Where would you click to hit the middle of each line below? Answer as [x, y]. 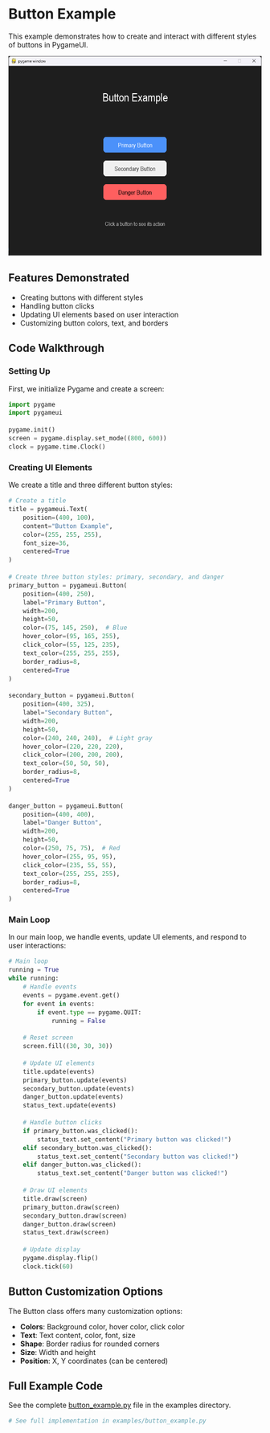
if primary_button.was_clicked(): [80, 1131]
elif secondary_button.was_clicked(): [88, 1148]
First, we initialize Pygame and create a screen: [86, 389]
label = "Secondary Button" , [68, 713]
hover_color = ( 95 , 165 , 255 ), [72, 637]
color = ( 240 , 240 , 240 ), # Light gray [88, 738]
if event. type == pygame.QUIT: [90, 1012]
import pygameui [35, 413]
